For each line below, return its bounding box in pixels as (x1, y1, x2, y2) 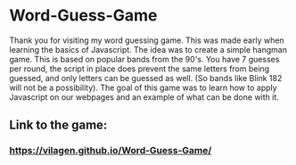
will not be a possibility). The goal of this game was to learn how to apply (9, 82, 278, 93)
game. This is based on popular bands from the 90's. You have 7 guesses (9, 54, 280, 64)
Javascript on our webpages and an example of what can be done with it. (9, 91, 279, 103)
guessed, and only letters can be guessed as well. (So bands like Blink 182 (9, 72, 283, 83)
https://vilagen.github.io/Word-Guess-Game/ (9, 144, 212, 157)
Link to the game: (9, 118, 108, 133)
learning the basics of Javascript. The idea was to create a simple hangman (9, 44, 288, 54)
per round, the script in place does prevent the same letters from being (9, 63, 270, 74)
